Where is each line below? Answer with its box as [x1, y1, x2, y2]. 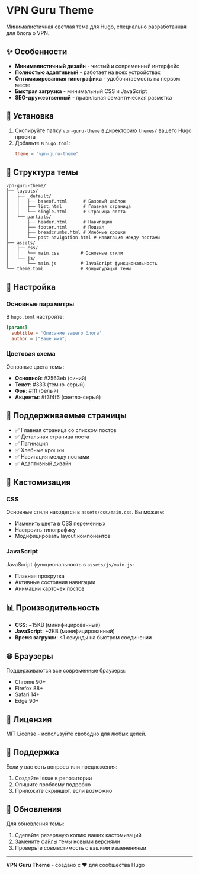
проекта [14, 133, 36, 140]
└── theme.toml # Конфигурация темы [6, 266, 131, 272]
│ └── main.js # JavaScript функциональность [6, 261, 158, 267]
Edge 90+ [14, 697, 40, 705]
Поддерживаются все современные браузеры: [6, 667, 126, 674]
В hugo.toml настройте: [6, 313, 65, 320]
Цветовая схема [6, 350, 56, 358]
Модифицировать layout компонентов [14, 533, 111, 540]
